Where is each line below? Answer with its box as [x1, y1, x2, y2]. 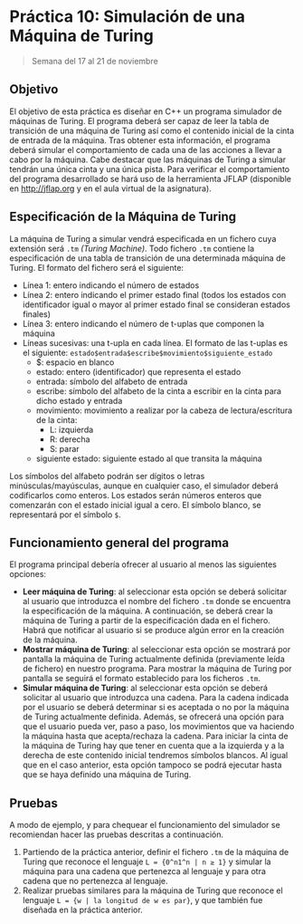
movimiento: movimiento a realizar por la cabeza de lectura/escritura [35, 405, 293, 416]
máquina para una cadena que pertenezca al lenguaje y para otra [22, 866, 267, 877]
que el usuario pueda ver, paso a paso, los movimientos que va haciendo [22, 721, 295, 732]
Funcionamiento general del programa [9, 534, 229, 550]
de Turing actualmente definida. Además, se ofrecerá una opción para [22, 711, 285, 722]
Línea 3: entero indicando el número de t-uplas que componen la [22, 318, 265, 329]
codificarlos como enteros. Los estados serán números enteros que [9, 489, 262, 500]
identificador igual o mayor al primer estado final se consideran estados [22, 299, 291, 310]
